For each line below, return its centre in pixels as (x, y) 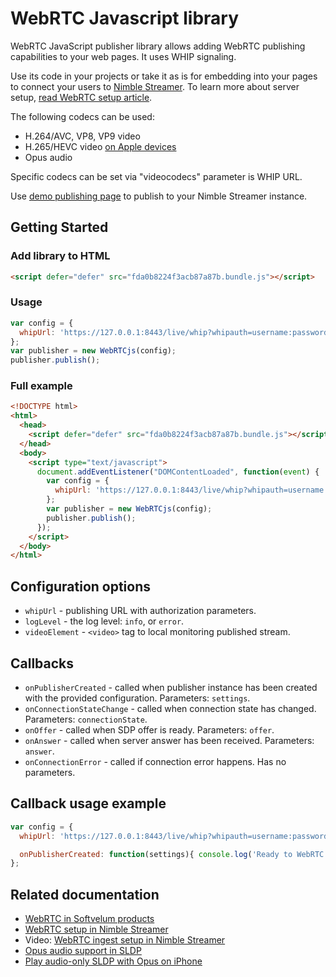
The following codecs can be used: (82, 116)
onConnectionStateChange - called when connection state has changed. (170, 708)
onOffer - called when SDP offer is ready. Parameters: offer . (149, 729)
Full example (41, 386)
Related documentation (85, 894)
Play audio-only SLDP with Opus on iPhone (113, 961)
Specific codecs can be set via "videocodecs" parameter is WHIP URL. (156, 176)
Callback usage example (88, 803)
